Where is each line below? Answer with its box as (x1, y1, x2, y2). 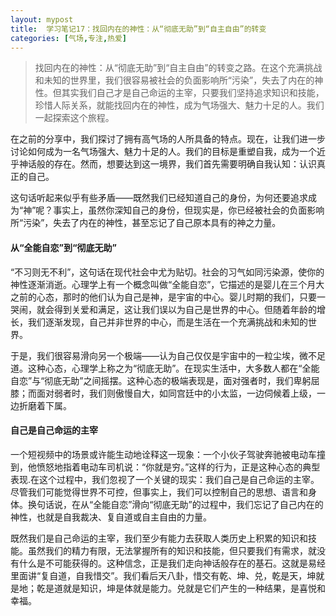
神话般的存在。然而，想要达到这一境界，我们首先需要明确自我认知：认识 (18, 158, 317, 170)
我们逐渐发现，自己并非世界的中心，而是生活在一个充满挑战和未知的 (27, 316, 308, 328)
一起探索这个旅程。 (34, 112, 115, 124)
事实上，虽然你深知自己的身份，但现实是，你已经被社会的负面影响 (53, 204, 325, 216)
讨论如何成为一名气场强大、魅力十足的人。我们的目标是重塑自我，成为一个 (10, 146, 317, 158)
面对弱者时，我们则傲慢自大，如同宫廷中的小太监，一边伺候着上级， (36, 387, 317, 399)
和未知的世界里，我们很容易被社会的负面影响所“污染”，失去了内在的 (34, 74, 315, 86)
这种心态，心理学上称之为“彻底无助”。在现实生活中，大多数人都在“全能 (27, 362, 320, 374)
